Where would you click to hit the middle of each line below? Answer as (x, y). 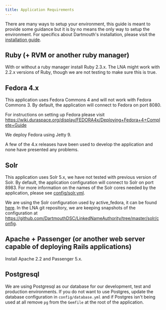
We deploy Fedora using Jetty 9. (38, 135)
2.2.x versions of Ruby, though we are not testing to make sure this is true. (81, 72)
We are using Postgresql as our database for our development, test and (78, 286)
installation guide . (23, 40)
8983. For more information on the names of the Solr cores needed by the (81, 188)
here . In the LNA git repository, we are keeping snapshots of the (70, 208)
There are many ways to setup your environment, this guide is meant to (78, 24)
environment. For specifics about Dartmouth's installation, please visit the (80, 34)
